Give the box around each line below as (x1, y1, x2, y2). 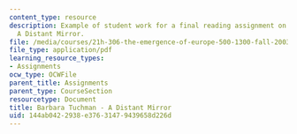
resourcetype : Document (9, 94, 97, 104)
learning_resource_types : (9, 54, 104, 63)
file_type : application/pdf (9, 46, 113, 55)
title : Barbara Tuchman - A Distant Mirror (9, 103, 172, 112)
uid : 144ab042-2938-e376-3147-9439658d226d (9, 111, 172, 120)
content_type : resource (9, 12, 97, 22)
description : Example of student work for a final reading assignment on (9, 21, 287, 30)
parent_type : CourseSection (9, 86, 113, 95)
